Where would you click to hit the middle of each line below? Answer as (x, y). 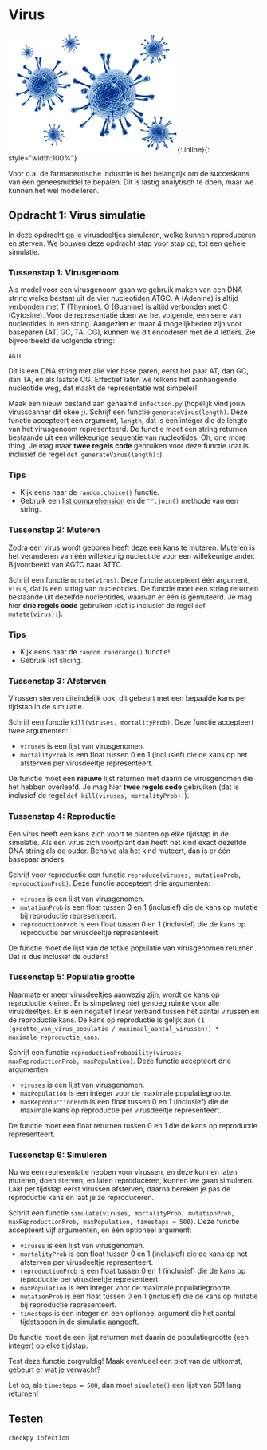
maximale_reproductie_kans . (54, 1037)
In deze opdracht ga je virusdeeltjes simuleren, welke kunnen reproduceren (132, 235)
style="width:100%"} (43, 158)
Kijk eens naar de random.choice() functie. (89, 492)
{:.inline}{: (193, 149)
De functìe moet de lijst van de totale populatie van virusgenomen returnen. (132, 948)
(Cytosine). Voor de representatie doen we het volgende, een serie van (125, 315)
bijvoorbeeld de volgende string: (62, 341)
